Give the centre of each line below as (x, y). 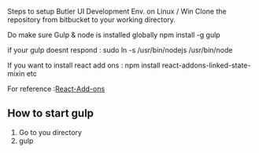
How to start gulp (51, 113)
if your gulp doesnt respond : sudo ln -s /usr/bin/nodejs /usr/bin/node (120, 50)
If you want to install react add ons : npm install (84, 65)
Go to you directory (50, 132)
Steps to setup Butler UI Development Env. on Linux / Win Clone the (117, 11)
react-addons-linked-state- (206, 65)
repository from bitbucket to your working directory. (92, 20)
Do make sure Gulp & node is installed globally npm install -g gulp (114, 35)
